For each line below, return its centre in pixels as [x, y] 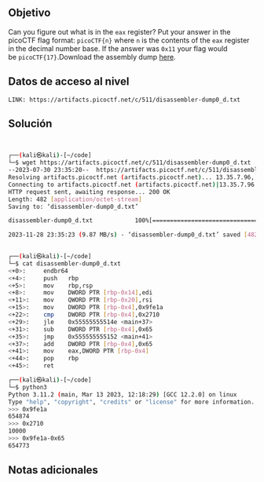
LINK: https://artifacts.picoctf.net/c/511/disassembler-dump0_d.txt [125, 100]
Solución [30, 124]
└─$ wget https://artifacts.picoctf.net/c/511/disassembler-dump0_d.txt [130, 163]
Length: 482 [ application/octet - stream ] [75, 199]
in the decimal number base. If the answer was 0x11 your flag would [118, 48]
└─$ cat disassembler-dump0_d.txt [65, 263]
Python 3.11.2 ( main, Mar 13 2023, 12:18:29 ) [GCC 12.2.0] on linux [123, 394]
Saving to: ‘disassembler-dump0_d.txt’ [73, 206]
